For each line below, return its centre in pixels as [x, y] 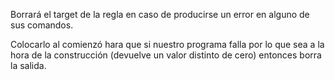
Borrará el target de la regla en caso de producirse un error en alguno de [160, 14]
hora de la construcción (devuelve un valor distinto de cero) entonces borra [166, 55]
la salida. [28, 65]
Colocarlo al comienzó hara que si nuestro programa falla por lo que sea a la [167, 44]
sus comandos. [42, 25]
